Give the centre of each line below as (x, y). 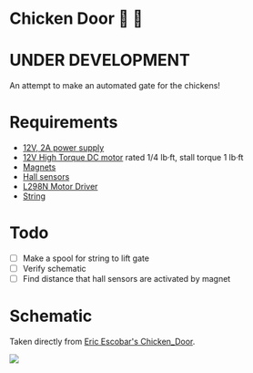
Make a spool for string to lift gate (86, 258)
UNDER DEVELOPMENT (100, 61)
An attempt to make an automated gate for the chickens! (115, 86)
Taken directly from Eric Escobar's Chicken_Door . (102, 342)
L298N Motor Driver (60, 187)
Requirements (64, 123)
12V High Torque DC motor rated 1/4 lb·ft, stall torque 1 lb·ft (133, 158)
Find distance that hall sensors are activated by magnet (126, 279)
